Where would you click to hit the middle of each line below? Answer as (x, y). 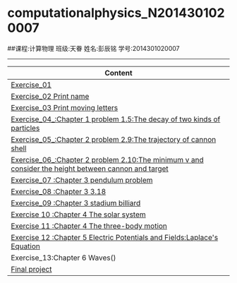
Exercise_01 (31, 85)
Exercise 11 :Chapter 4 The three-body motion (89, 226)
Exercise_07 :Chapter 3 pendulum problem (82, 180)
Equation (26, 246)
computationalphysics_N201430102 (116, 13)
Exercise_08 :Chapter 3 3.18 (59, 191)
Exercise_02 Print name (50, 96)
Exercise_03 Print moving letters (65, 107)
